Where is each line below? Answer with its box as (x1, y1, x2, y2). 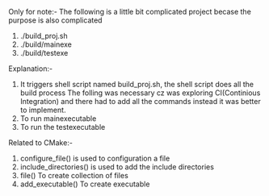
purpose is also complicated (8, 15, 103, 25)
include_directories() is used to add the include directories (19, 162, 214, 172)
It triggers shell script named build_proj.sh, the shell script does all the (19, 80, 254, 89)
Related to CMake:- (8, 138, 73, 148)
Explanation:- (8, 64, 53, 73)
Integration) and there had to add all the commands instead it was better (19, 97, 261, 106)
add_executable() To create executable (19, 179, 150, 189)
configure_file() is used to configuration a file (19, 153, 170, 163)
